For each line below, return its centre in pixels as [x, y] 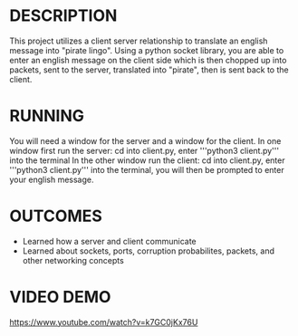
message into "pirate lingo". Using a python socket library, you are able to [147, 50]
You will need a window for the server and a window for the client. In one [145, 140]
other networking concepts [73, 260]
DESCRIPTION [63, 16]
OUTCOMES [56, 216]
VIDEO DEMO [60, 297]
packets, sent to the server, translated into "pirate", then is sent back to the [149, 70]
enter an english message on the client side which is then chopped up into [148, 60]
